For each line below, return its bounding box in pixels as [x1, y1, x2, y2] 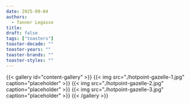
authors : [6, 14, 28, 20]
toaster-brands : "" [6, 52, 54, 58]
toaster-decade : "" [6, 41, 54, 47]
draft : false [6, 30, 38, 36]
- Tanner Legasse [11, 19, 54, 25]
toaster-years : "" [6, 47, 51, 52]
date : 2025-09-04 [6, 8, 49, 15]
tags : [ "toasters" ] [6, 36, 54, 41]
